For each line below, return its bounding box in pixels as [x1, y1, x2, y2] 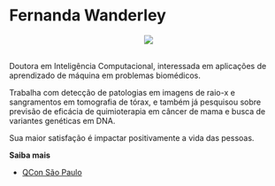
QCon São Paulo [21, 167, 82, 177]
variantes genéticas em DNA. [9, 115, 116, 126]
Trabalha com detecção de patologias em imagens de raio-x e [9, 87, 236, 97]
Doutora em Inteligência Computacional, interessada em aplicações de [9, 60, 267, 71]
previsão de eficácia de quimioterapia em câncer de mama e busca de [9, 105, 266, 116]
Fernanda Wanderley [9, 5, 166, 26]
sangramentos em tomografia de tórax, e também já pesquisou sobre [9, 97, 262, 107]
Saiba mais [9, 150, 51, 160]
